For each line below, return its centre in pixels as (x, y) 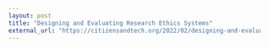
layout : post (30, 16)
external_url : (32, 30)
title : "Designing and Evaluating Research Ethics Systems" (111, 23)
